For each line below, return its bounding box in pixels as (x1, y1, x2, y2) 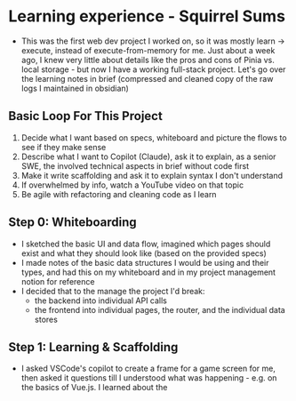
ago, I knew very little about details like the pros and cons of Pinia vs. (20, 54, 275, 65)
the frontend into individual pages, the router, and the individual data (34, 304, 285, 315)
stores (34, 314, 59, 325)
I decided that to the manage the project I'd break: (20, 285, 205, 296)
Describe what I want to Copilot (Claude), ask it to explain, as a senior (20, 151, 276, 162)
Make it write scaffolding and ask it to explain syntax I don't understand (20, 170, 284, 180)
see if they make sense (20, 141, 107, 152)
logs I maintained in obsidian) (20, 83, 130, 93)
